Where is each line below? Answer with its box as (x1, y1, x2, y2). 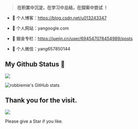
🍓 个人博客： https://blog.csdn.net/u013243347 (12, 15, 107, 21)
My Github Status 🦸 (5, 60, 65, 68)
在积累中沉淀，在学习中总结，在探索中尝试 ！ (17, 5, 108, 10)
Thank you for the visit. (5, 97, 77, 105)
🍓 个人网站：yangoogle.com (12, 25, 69, 31)
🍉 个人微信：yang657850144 (12, 46, 71, 51)
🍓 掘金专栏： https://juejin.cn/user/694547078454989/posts (12, 36, 133, 41)
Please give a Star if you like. (5, 118, 63, 124)
